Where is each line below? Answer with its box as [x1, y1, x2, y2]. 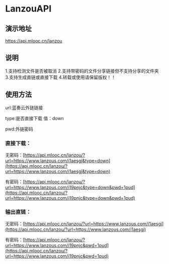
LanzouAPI [5, 3, 52, 15]
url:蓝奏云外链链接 [5, 104, 43, 110]
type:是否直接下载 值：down [5, 115, 64, 121]
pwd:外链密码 [5, 126, 34, 132]
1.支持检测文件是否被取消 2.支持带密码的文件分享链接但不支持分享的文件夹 [5, 68, 159, 74]
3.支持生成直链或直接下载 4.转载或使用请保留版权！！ [5, 74, 116, 80]
